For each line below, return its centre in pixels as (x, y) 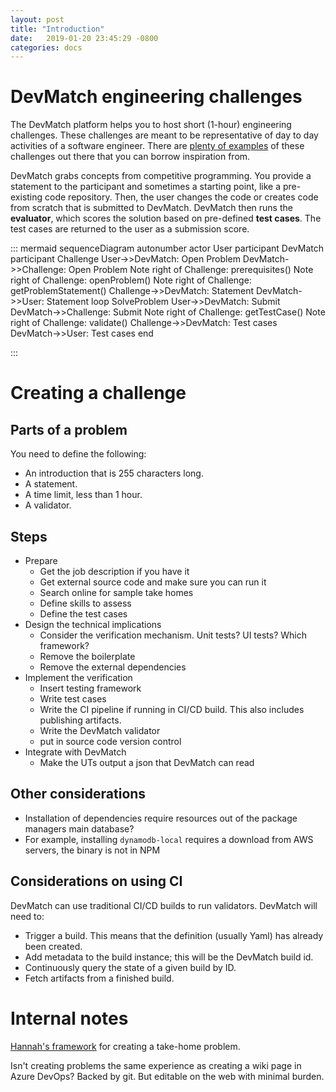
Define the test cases (83, 614)
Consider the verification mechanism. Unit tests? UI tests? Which (173, 635)
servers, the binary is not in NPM (92, 850)
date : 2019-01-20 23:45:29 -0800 (84, 38)
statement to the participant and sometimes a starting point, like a (146, 187)
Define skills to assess (85, 603)
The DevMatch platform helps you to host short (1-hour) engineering (151, 125)
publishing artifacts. (80, 720)
